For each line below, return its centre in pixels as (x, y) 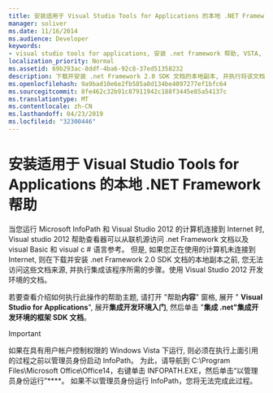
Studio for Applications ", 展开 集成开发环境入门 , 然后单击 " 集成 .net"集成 (130, 307)
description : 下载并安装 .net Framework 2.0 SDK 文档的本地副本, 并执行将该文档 (137, 76)
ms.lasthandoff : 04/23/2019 (56, 114)
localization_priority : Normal (61, 62)
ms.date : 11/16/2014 (43, 31)
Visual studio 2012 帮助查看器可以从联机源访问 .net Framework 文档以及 (129, 239)
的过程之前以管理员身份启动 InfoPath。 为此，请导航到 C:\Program (119, 360)
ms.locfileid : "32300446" (52, 122)
